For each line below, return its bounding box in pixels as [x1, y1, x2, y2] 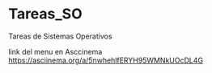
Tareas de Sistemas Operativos [8, 31, 112, 41]
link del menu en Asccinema [8, 47, 103, 56]
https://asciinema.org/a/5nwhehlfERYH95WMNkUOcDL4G [8, 55, 204, 65]
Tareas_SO [8, 5, 83, 23]
